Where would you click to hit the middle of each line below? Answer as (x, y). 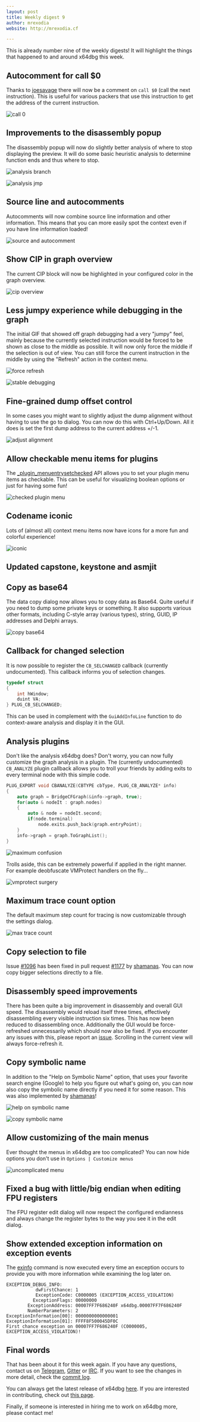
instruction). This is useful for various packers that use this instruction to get (100, 97)
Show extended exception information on (84, 1244)
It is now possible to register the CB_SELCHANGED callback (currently (87, 665)
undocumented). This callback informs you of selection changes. (86, 671)
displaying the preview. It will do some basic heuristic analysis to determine (99, 153)
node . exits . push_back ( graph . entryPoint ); (90, 825)
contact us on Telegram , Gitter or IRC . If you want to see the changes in (94, 1371)
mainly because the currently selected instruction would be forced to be (95, 340)
